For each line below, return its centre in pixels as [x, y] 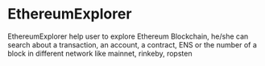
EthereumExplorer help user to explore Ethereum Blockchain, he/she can [128, 36]
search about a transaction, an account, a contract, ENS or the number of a [132, 44]
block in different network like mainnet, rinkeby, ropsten [100, 53]
